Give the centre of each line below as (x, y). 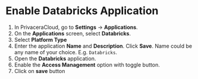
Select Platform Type (40, 39)
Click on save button (40, 71)
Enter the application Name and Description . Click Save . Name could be (103, 46)
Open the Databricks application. (55, 58)
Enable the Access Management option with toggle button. (87, 65)
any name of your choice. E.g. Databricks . (65, 52)
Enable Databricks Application (82, 11)
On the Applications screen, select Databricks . (73, 33)
